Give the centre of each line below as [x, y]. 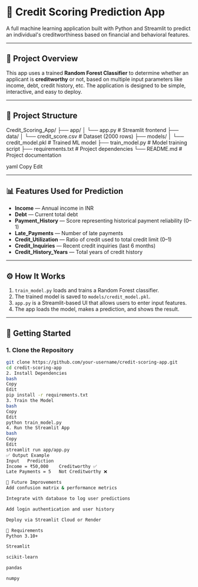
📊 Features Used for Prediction [65, 191]
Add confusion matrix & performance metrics [62, 488]
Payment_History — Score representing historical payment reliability [98, 221]
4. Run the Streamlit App [38, 428]
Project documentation [34, 155]
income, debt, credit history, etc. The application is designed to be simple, [96, 85]
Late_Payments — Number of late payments [69, 233]
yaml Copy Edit [24, 166]
